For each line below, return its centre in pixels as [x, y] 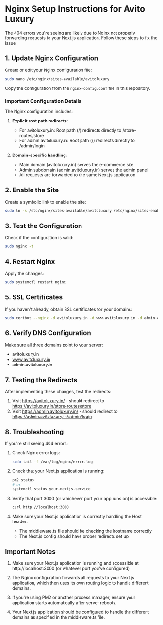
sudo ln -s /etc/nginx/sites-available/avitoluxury [58, 211]
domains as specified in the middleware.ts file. [58, 617]
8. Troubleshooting [34, 432]
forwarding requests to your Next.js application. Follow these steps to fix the [81, 38]
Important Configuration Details [43, 101]
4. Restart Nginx [30, 262]
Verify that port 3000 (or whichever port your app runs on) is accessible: [85, 498]
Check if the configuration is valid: [39, 238]
